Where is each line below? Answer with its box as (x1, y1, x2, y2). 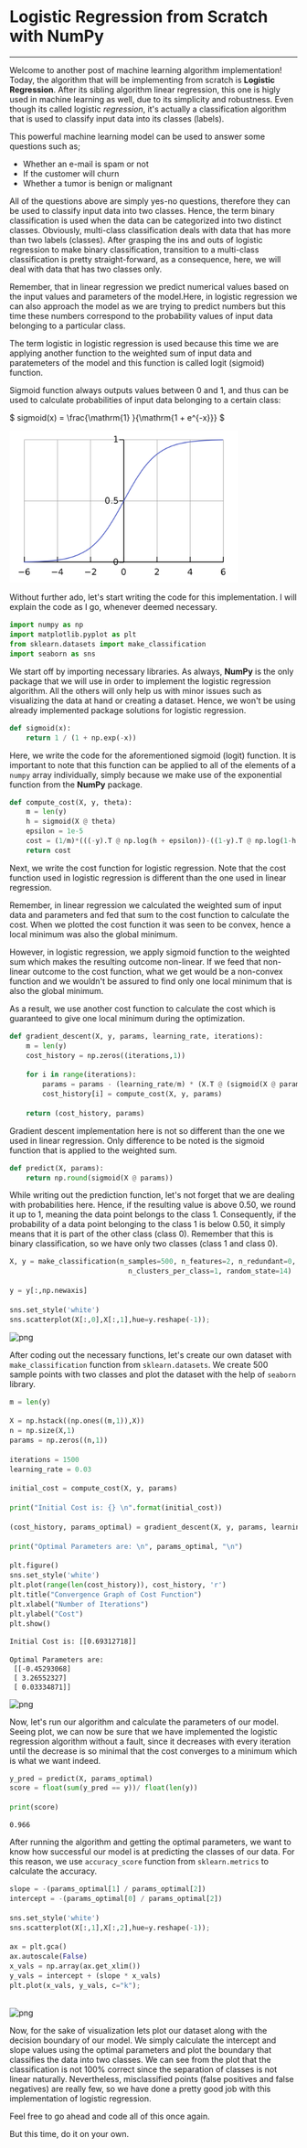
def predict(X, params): (9, 1163, 104, 1172)
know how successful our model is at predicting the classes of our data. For (9, 1846, 295, 1857)
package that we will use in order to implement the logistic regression (9, 675, 271, 687)
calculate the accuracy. (9, 1865, 98, 1876)
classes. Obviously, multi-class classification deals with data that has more (9, 224, 291, 235)
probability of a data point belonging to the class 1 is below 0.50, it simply (9, 1219, 286, 1230)
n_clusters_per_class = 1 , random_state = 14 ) (127, 1266, 292, 1277)
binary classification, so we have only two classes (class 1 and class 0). (9, 1238, 279, 1249)
